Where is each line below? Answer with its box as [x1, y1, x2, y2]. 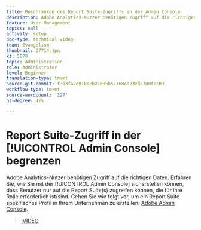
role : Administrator [6, 64, 58, 70]
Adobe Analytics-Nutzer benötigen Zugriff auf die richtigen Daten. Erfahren [6, 174, 192, 181]
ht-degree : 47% [6, 97, 44, 103]
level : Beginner [6, 70, 47, 76]
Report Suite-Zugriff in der [6, 128, 141, 142]
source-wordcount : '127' [6, 92, 68, 98]
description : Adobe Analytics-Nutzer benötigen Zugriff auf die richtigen [6, 14, 197, 20]
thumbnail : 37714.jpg [6, 48, 60, 54]
